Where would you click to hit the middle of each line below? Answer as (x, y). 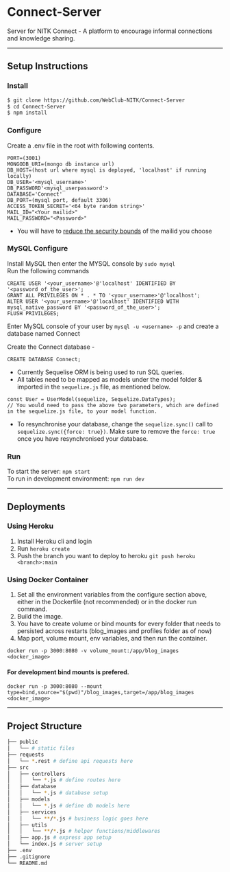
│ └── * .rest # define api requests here (70, 761)
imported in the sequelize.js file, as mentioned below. (94, 387)
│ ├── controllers (37, 774)
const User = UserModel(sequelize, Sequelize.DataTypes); (91, 399)
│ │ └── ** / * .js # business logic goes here (78, 818)
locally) (20, 176)
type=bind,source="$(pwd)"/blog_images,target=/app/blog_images (101, 693)
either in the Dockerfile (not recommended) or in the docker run (107, 602)
